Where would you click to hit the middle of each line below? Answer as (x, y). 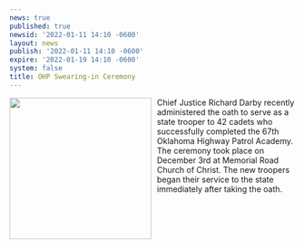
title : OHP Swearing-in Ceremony (73, 77)
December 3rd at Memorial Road (218, 160)
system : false (36, 69)
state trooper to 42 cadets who (215, 121)
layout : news (34, 43)
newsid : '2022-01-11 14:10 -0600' (75, 34)
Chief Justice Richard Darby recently (226, 102)
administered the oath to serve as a (223, 112)
